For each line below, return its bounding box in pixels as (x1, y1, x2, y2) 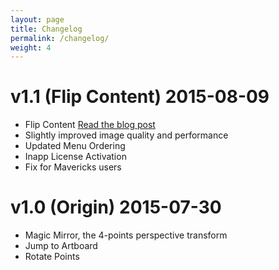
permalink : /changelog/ (10, 33, 110, 43)
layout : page (10, 14, 65, 25)
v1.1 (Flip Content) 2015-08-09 (10, 86, 270, 108)
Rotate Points (24, 251, 80, 263)
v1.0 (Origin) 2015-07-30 (10, 196, 222, 219)
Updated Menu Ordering (24, 140, 126, 152)
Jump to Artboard (24, 240, 98, 252)
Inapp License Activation (24, 151, 127, 163)
